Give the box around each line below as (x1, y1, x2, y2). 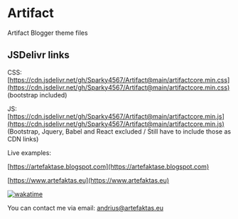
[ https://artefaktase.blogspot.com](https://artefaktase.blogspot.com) (7, 162, 210, 171)
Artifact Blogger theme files (7, 28, 88, 37)
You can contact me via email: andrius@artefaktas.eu (7, 203, 163, 212)
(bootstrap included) (7, 90, 67, 99)
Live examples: (7, 148, 52, 157)
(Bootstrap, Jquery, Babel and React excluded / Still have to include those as (7, 127, 232, 136)
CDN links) (7, 134, 39, 143)
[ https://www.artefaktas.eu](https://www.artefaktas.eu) (7, 176, 169, 184)
